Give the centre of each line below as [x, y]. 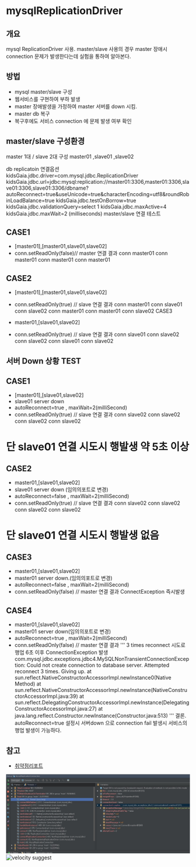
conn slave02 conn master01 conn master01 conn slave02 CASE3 [93, 311]
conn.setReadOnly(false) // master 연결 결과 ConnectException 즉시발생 [99, 592]
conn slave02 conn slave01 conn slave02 [64, 341]
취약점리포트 [29, 766]
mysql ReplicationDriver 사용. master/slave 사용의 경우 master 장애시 [87, 49]
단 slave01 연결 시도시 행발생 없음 [83, 535]
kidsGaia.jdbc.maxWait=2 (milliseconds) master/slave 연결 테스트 [84, 213]
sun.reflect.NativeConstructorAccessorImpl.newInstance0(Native [93, 678]
